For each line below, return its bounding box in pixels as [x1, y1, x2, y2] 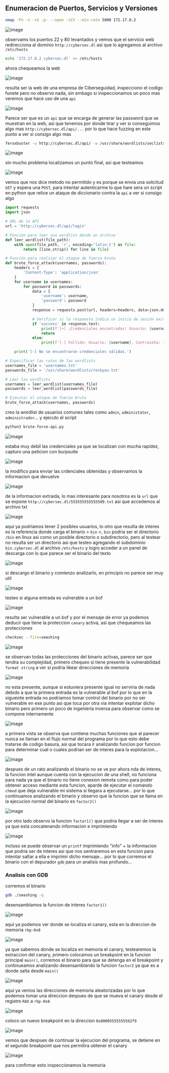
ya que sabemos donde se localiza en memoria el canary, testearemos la [5, 946, 156, 952]
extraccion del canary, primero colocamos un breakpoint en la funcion [5, 951, 151, 957]
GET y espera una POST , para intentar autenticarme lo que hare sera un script [5, 184, 162, 191]
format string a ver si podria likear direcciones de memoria [5, 664, 129, 671]
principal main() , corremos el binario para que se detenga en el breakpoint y [5, 957, 163, 963]
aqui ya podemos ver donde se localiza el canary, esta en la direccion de [5, 921, 156, 927]
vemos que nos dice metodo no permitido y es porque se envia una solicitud [5, 179, 164, 185]
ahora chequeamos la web [5, 65, 60, 71]
